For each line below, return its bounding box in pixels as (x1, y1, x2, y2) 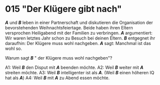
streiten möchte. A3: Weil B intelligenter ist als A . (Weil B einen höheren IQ (5, 69, 155, 75)
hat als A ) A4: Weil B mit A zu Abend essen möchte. (5, 75, 110, 81)
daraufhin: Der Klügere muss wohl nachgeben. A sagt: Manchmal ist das (5, 40, 151, 46)
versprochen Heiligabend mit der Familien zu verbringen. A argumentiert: (5, 30, 153, 36)
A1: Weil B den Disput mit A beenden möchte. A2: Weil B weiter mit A (5, 64, 143, 70)
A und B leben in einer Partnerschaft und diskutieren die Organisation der (5, 20, 153, 25)
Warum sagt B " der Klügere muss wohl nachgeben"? (5, 55, 113, 61)
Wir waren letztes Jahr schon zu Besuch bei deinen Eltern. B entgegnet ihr (5, 35, 156, 41)
